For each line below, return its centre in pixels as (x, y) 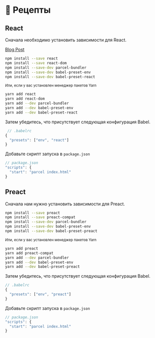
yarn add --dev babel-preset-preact (42, 267)
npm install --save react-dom (36, 63)
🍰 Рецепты (28, 10)
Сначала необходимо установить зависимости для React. (66, 40)
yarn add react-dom (25, 99)
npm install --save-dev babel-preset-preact (51, 231)
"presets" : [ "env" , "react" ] (39, 140)
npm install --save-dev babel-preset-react (50, 77)
